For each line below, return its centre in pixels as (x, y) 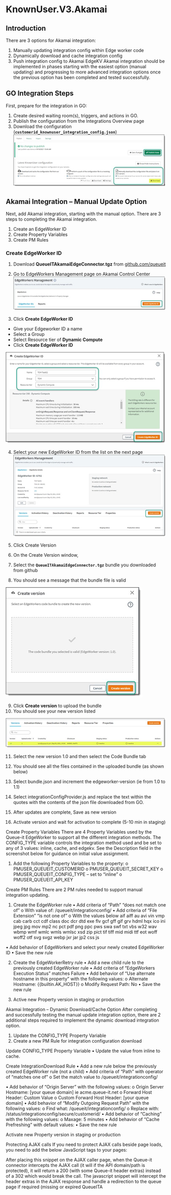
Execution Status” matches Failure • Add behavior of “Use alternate (84, 973)
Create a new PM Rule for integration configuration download (77, 1041)
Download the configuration (42, 126)
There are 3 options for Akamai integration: (51, 40)
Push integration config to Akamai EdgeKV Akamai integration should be (89, 61)
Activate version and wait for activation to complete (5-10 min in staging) (89, 822)
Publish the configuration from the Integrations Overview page (79, 121)
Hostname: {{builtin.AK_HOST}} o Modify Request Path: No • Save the (87, 984)
